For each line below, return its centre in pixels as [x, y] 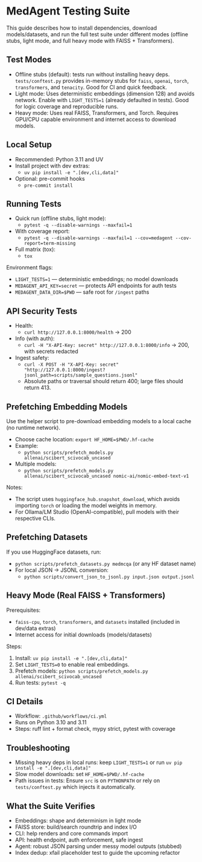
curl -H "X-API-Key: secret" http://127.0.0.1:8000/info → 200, [107, 345]
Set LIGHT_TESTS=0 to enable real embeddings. [72, 664]
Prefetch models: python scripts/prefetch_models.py [81, 671]
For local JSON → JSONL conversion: [62, 570]
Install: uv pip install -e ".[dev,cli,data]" [71, 658]
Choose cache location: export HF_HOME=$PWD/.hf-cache [84, 439]
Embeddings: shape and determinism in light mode [78, 821]
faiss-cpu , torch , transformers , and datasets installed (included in [97, 621]
